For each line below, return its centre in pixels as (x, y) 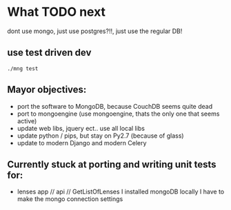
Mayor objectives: (47, 90)
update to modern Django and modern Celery (82, 143)
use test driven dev (49, 53)
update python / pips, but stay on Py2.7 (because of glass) (100, 136)
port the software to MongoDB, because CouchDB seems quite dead (115, 106)
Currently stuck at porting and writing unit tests (112, 164)
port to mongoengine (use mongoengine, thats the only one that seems (118, 114)
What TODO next (56, 12)
